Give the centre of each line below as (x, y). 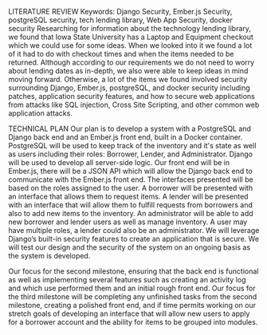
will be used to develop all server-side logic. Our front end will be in (119, 162)
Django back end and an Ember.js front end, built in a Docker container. (126, 137)
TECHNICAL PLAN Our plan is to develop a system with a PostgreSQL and (130, 128)
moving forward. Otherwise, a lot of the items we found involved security (128, 79)
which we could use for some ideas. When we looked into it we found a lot (130, 45)
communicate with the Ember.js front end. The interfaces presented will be (131, 179)
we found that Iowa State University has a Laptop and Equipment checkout (131, 37)
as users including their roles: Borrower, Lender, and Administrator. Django (131, 154)
